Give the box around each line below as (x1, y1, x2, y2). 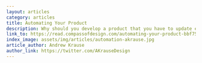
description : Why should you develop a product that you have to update (6, 25, 192, 32)
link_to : (6, 31, 28, 37)
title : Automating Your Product (6, 20, 87, 26)
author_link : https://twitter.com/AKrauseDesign (6, 48, 130, 54)
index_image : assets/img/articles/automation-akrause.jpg (6, 37, 155, 43)
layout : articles (6, 8, 50, 15)
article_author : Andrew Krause (6, 43, 85, 49)
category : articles (6, 14, 55, 20)
